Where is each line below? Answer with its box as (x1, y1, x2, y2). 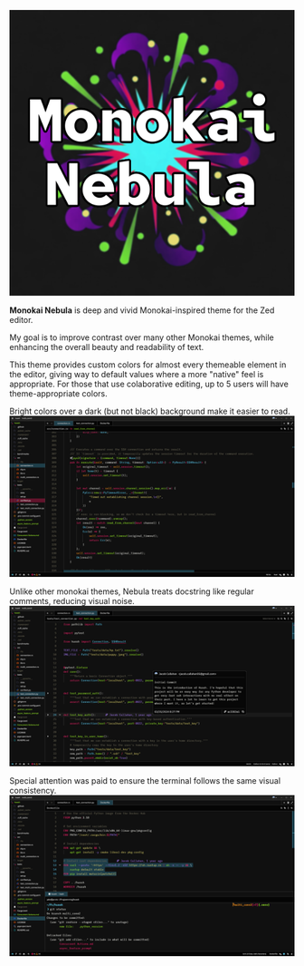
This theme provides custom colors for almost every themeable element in (9, 359, 287, 370)
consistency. (9, 785, 57, 795)
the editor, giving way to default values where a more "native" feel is (9, 369, 264, 379)
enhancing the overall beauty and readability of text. (9, 342, 204, 352)
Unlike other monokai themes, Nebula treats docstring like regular (9, 586, 255, 597)
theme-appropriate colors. (9, 388, 108, 399)
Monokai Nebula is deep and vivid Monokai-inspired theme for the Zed (9, 305, 275, 316)
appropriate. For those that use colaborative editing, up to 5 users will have (9, 378, 290, 389)
